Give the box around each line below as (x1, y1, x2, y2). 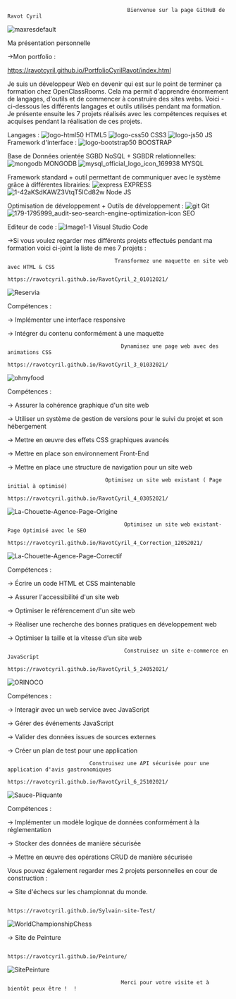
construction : (7, 874, 48, 882)
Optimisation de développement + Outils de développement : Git (7, 201, 210, 210)
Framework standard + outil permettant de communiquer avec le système (7, 173, 221, 181)
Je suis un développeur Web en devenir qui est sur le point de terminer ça (7, 80, 222, 88)
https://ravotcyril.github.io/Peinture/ (7, 953, 128, 960)
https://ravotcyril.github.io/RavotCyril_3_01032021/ (7, 361, 169, 368)
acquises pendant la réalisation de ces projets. (7, 117, 142, 125)
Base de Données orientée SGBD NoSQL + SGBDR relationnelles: (7, 152, 197, 160)
